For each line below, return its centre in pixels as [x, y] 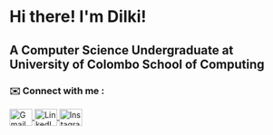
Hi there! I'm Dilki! [78, 17]
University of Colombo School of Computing [137, 64]
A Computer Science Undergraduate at [122, 50]
